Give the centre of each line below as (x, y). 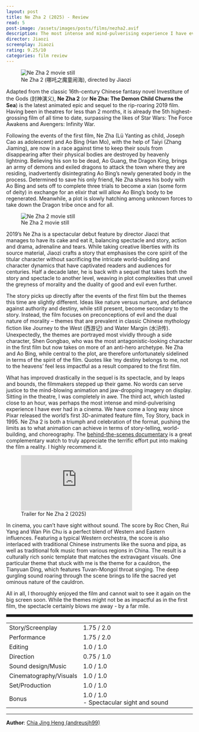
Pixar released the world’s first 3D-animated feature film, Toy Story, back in (98, 415)
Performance (27, 637)
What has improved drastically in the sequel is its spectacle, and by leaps (96, 377)
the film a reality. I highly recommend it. (54, 447)
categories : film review (37, 56)
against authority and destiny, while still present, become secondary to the (97, 308)
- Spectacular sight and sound (126, 702)
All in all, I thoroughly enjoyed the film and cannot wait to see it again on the (98, 593)
